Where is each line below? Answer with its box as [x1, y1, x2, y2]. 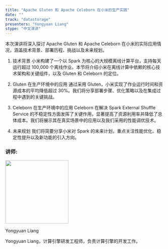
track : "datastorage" [5, 17, 51, 22]
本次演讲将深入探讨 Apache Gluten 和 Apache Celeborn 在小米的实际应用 [5, 41, 157, 47]
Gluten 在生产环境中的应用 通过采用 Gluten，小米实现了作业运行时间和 [12, 81, 159, 88]
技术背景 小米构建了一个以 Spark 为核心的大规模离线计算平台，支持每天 [12, 58, 161, 64]
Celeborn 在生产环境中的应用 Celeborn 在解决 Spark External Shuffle [12, 105, 156, 111]
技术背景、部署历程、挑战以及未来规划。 [22, 47, 107, 53]
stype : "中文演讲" [5, 26, 41, 31]
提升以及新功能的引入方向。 [21, 135, 79, 141]
